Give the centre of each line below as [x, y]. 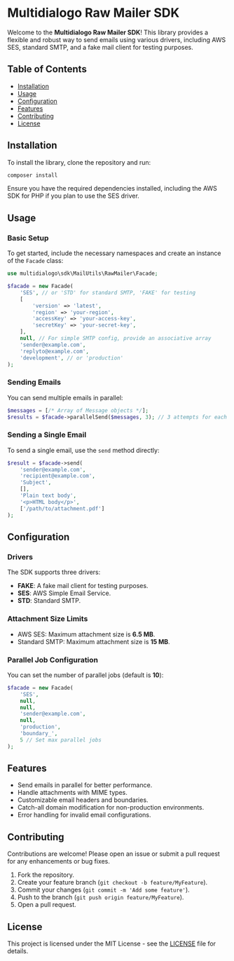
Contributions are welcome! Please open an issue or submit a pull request [114, 854]
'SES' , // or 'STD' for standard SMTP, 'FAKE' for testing [108, 292]
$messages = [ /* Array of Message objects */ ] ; [78, 410]
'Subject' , [36, 483]
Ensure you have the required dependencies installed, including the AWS [112, 189]
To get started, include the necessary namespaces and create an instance [115, 253]
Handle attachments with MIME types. [73, 793]
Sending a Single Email [47, 435]
